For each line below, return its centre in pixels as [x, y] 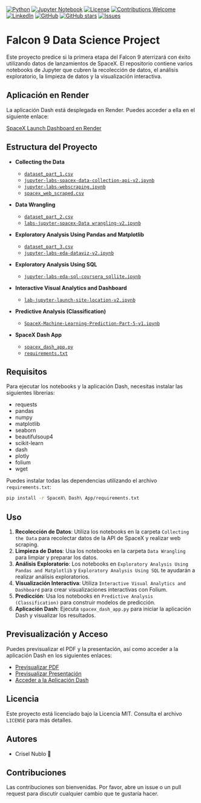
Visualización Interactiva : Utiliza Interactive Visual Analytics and [100, 583]
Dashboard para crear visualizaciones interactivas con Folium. [91, 590]
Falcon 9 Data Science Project [83, 40]
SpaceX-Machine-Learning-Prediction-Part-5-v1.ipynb [92, 323]
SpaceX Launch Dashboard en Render [54, 128]
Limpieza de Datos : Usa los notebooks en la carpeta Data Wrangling [100, 551]
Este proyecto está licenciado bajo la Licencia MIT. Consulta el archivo [94, 713]
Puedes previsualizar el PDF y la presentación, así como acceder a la [92, 649]
